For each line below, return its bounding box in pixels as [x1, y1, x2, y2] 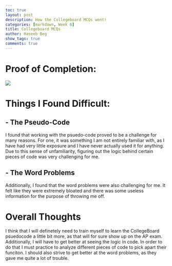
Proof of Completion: [5, 63, 97, 74]
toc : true [5, 7, 27, 13]
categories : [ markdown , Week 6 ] [5, 22, 74, 27]
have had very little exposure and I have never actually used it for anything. [5, 142, 164, 149]
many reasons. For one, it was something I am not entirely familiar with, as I [5, 137, 165, 143]
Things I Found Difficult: [5, 98, 110, 109]
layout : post [5, 12, 33, 17]
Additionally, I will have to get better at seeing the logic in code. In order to [5, 239, 163, 245]
